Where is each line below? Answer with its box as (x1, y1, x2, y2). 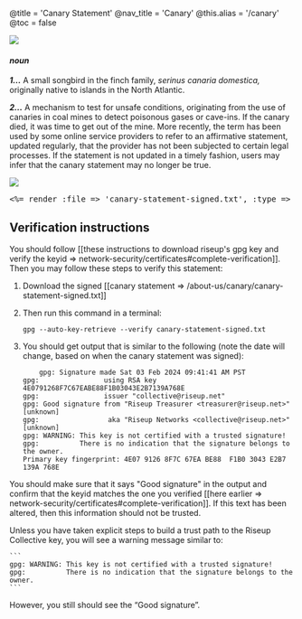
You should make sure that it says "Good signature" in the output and (9, 479, 268, 490)
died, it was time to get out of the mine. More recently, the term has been (9, 121, 282, 132)
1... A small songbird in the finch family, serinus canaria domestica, (9, 75, 260, 86)
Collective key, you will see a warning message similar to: (9, 535, 223, 546)
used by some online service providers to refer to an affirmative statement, (9, 131, 288, 142)
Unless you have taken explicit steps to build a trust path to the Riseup (9, 525, 271, 536)
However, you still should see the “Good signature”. (9, 600, 201, 611)
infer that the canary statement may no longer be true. (9, 160, 212, 171)
